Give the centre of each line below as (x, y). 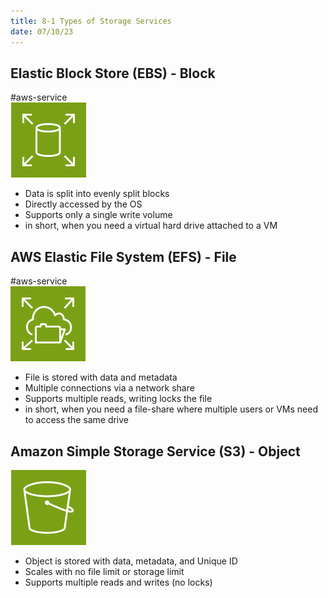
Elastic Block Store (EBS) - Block (113, 73)
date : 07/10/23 (42, 31)
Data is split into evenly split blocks (97, 194)
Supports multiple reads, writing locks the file (118, 399)
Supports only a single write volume (98, 215)
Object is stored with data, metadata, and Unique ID (131, 561)
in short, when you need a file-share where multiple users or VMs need (171, 409)
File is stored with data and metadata (101, 377)
